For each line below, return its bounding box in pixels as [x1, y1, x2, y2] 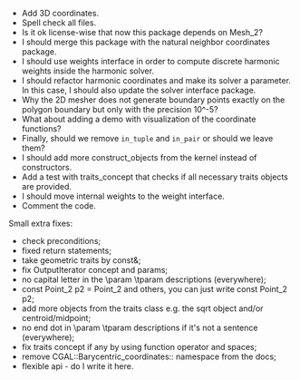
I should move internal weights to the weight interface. [21, 190, 226, 201]
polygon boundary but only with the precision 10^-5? [21, 104, 218, 114]
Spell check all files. [21, 17, 97, 28]
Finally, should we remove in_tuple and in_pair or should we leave [21, 133, 274, 143]
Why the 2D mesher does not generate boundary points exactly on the [21, 94, 285, 105]
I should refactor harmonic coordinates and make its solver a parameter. [21, 75, 292, 85]
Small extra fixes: [8, 218, 73, 229]
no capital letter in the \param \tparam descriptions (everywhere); [21, 274, 266, 285]
